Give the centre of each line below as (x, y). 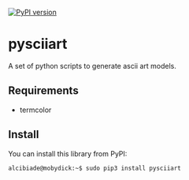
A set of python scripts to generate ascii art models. (93, 66)
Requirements (43, 91)
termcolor (35, 110)
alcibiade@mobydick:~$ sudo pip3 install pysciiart (94, 168)
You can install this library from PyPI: (68, 153)
